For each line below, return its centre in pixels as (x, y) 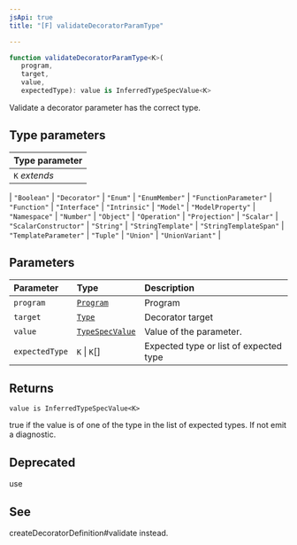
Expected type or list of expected (213, 346)
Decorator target (179, 317)
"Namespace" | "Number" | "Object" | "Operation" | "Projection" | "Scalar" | (144, 216)
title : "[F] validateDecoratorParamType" (87, 26)
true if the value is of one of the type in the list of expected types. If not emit (148, 425)
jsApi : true (31, 17)
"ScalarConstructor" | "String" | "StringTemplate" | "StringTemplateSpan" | (147, 225)
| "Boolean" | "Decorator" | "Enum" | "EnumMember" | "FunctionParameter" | (141, 197)
